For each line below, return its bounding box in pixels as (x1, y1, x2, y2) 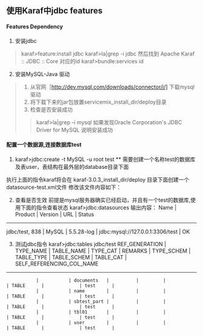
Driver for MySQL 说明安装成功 (36, 126, 113, 133)
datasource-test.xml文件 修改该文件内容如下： (6, 183, 122, 191)
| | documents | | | (36, 277, 166, 284)
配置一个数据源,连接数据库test (6, 141, 82, 148)
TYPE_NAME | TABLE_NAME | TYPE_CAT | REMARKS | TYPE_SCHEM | (14, 247, 191, 255)
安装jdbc (14, 37, 37, 44)
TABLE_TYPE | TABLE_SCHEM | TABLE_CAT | (14, 253, 127, 261)
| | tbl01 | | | (36, 309, 166, 315)
